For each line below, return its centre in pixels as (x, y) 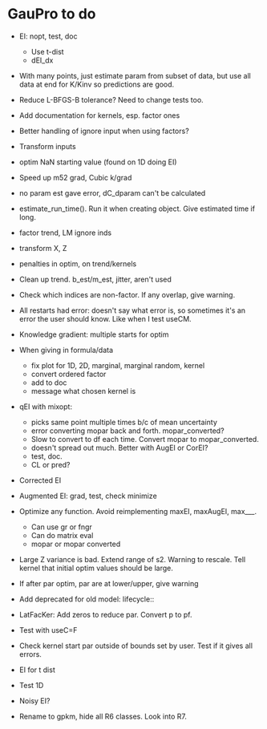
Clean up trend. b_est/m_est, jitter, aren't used (95, 279)
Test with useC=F (48, 630)
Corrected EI (40, 480)
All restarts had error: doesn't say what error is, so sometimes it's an (132, 310)
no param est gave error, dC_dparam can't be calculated (112, 192)
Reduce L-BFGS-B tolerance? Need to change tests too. (111, 99)
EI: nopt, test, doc (48, 36)
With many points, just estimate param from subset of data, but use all (135, 75)
